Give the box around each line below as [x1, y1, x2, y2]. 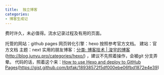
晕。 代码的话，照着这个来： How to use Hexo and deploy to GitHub [5, 59, 141, 65]
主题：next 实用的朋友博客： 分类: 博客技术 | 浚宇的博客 [19, 47, 131, 53]
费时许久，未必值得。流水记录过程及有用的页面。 [5, 30, 104, 36]
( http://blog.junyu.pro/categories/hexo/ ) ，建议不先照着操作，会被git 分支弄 [5, 53, 158, 59]
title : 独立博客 [5, 7, 38, 12]
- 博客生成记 [5, 16, 28, 21]
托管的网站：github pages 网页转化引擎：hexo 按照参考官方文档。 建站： [5, 41, 153, 47]
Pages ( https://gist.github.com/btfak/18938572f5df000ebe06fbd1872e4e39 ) [5, 65, 160, 71]
